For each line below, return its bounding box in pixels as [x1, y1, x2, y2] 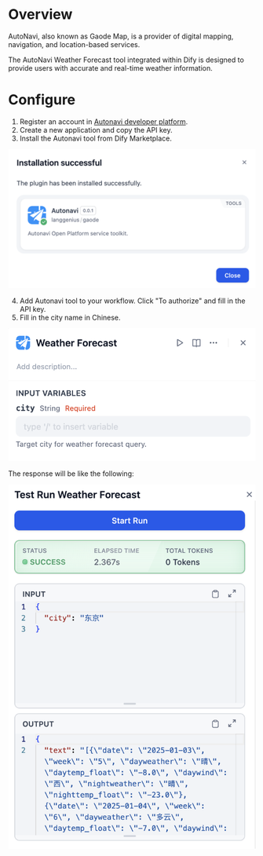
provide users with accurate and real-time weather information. [8, 63, 214, 72]
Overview [8, 5, 73, 24]
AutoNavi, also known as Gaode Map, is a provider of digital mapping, [8, 31, 234, 41]
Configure [8, 91, 76, 109]
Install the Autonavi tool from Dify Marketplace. [19, 134, 173, 143]
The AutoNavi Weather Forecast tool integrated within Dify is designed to [8, 55, 245, 64]
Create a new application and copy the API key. [19, 125, 173, 134]
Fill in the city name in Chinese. [19, 313, 121, 323]
